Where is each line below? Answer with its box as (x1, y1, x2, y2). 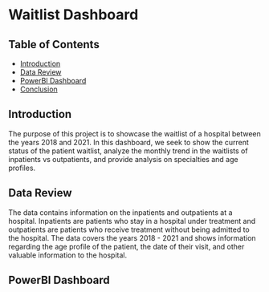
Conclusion (19, 84, 58, 94)
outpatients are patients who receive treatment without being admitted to (8, 225, 251, 234)
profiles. (8, 163, 36, 172)
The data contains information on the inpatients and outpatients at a (8, 207, 233, 217)
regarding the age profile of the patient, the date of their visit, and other (8, 241, 245, 251)
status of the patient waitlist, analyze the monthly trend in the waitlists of (8, 146, 248, 156)
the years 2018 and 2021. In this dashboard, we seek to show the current (8, 137, 249, 147)
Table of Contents (8, 38, 100, 51)
